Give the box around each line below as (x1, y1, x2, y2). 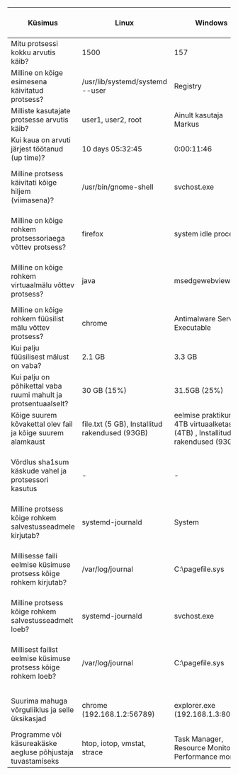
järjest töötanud (11, 144, 64, 154)
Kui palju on (11, 372, 50, 381)
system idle (174, 229, 212, 239)
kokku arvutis (11, 47, 56, 57)
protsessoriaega (11, 234, 65, 243)
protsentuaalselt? (11, 399, 69, 408)
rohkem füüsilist (11, 314, 64, 323)
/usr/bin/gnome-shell (81, 182, 154, 192)
